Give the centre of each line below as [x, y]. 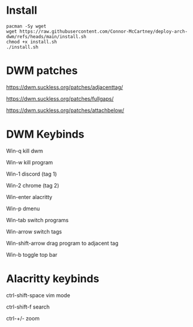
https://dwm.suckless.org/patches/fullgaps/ [60, 98]
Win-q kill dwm [25, 151]
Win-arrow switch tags [34, 231]
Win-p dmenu [23, 208]
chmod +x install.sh [32, 42]
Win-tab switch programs [38, 220]
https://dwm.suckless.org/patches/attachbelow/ [65, 110]
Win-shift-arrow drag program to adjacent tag [62, 243]
